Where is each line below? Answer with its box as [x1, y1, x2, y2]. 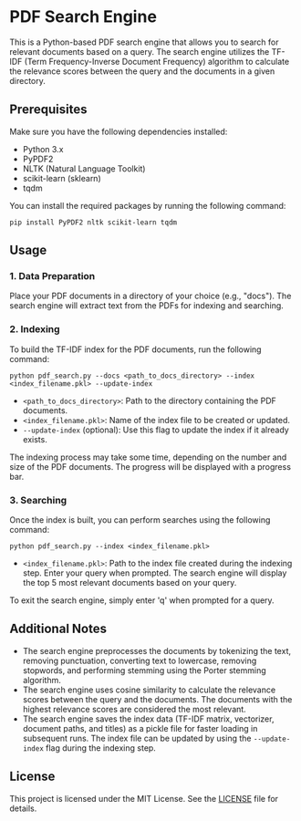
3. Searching [9, 494, 67, 506]
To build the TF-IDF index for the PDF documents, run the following [9, 344, 262, 355]
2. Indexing [9, 323, 61, 336]
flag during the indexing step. [45, 742, 157, 753]
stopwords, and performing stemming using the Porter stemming [22, 664, 266, 676]
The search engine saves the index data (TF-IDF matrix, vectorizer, [22, 713, 275, 724]
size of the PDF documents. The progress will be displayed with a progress [9, 461, 292, 472]
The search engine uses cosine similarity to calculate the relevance [22, 684, 276, 695]
